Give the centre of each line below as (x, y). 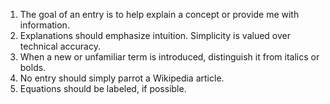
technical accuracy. (60, 46)
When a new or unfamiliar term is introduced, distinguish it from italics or (169, 57)
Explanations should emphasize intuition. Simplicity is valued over (155, 35)
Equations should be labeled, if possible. (103, 88)
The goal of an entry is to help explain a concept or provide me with (159, 14)
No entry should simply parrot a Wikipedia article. (122, 78)
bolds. (33, 67)
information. (44, 25)
